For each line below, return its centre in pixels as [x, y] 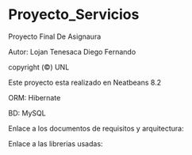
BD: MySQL [27, 113]
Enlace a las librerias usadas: [56, 143]
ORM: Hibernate [35, 97]
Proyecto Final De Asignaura [55, 36]
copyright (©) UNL [39, 67]
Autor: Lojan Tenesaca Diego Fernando [72, 51]
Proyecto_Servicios [74, 15]
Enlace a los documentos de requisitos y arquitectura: [96, 128]
